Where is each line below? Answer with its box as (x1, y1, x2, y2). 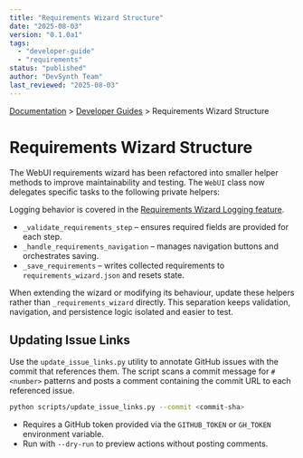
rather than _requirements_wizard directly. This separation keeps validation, (9, 296, 291, 308)
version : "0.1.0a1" (9, 30, 83, 39)
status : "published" (9, 64, 88, 73)
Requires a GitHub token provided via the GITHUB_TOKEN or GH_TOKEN (22, 419, 271, 430)
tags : (9, 38, 30, 48)
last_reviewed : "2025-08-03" (9, 81, 119, 90)
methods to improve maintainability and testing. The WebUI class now (9, 177, 265, 187)
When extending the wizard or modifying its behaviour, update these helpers (9, 287, 295, 298)
